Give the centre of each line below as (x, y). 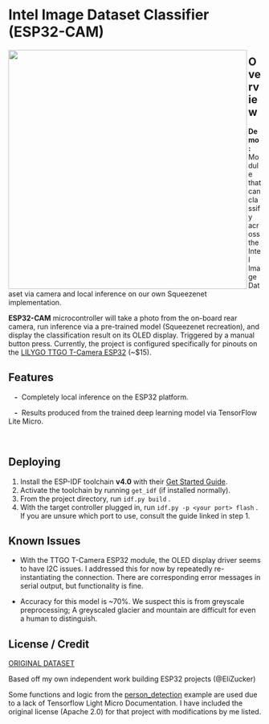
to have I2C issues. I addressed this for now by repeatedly (116, 569)
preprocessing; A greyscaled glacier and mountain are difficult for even (138, 610)
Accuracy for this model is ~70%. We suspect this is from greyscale (132, 602)
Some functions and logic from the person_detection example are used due (133, 695)
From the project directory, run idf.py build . (95, 499)
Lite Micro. (26, 421)
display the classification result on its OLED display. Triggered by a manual (132, 335)
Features (31, 377)
